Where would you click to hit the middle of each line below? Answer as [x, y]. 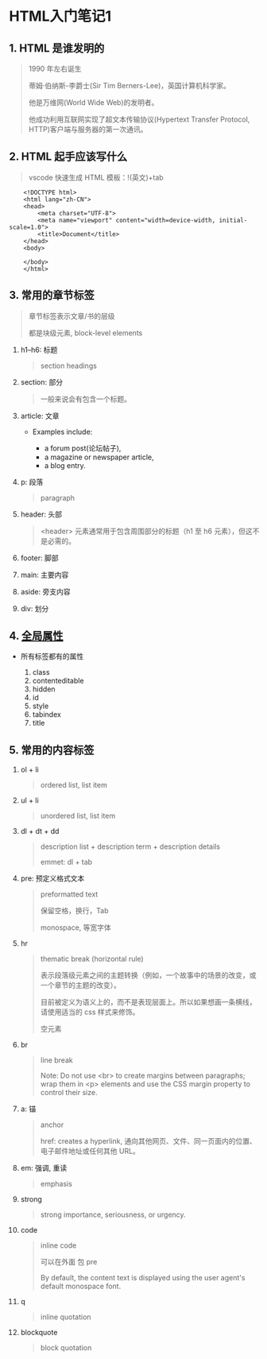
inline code [58, 1245]
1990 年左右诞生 [55, 69]
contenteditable [58, 681]
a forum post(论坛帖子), [83, 448]
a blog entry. [65, 465]
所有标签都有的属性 [52, 656]
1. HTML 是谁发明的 [57, 48]
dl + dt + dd [40, 831]
